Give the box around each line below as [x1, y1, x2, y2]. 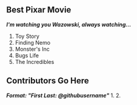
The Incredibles [15, 58, 55, 65]
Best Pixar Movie [6, 5, 72, 15]
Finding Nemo [15, 39, 50, 46]
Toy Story [15, 33, 39, 40]
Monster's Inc [15, 45, 50, 52]
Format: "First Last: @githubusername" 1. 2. [6, 92, 121, 99]
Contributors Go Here [6, 75, 89, 86]
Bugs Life [15, 51, 39, 59]
